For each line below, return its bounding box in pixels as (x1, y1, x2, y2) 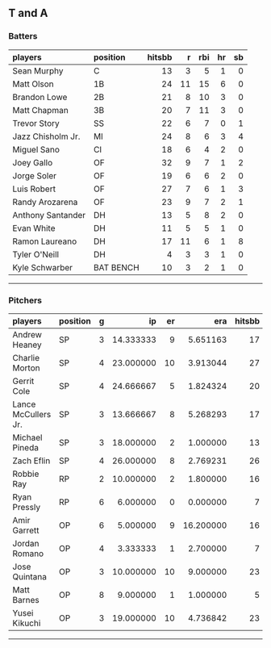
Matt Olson (12, 78, 54, 90)
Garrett (12, 525, 40, 536)
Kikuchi (12, 617, 41, 629)
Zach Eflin (12, 455, 51, 466)
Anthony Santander (12, 209, 86, 220)
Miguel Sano (12, 144, 60, 155)
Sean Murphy (12, 65, 64, 76)
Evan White (12, 222, 56, 233)
